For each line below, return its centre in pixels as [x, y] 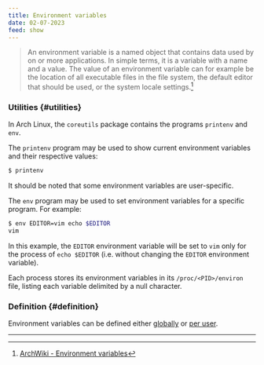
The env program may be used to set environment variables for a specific [126, 201]
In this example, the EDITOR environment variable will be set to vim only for [127, 246]
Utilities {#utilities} [45, 107]
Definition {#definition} [54, 306]
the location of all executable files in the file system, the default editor [140, 77]
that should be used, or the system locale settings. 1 [110, 86]
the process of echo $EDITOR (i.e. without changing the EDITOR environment [129, 254]
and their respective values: [53, 156]
